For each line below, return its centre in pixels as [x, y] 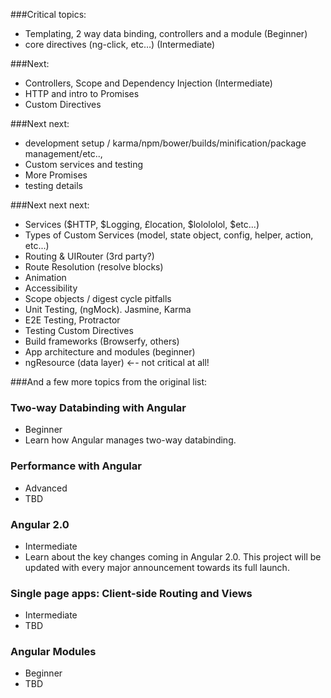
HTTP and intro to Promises [82, 93]
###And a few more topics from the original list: [109, 382]
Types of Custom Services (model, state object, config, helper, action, [169, 235]
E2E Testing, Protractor [72, 320]
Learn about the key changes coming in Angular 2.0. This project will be [173, 556]
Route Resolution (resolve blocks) [94, 267]
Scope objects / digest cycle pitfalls [98, 298]
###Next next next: [50, 205]
